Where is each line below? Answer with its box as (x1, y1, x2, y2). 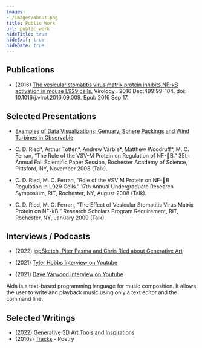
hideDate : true (6, 43, 45, 49)
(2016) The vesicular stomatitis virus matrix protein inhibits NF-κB (15, 81, 178, 88)
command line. (6, 295, 44, 303)
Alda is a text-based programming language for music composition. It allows (6, 282, 197, 290)
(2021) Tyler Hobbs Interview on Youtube (15, 259, 118, 266)
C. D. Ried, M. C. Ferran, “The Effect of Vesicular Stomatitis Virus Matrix (15, 201, 194, 208)
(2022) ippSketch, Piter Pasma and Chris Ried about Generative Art (15, 247, 183, 254)
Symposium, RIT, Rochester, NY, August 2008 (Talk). (15, 189, 147, 196)
